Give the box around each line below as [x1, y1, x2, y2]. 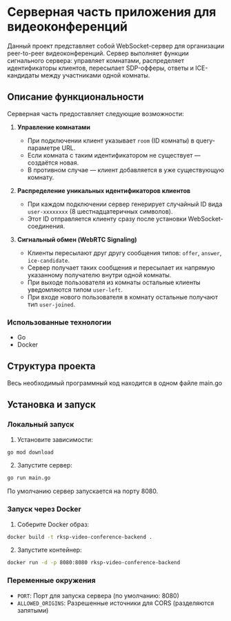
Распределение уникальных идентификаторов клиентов [17, 186, 191, 194]
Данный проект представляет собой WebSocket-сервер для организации [7, 41, 225, 50]
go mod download [7, 449, 54, 456]
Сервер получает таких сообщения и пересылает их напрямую [27, 263, 215, 272]
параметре [27, 143, 61, 152]
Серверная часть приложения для [7, 4, 217, 20]
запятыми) [17, 606, 49, 614]
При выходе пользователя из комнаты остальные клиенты [27, 278, 201, 286]
